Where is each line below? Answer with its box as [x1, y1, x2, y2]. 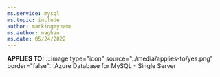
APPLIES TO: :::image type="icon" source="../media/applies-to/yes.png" [7, 54, 213, 63]
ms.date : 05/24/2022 [7, 36, 67, 43]
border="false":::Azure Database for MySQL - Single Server [7, 62, 177, 70]
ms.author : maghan [7, 29, 60, 36]
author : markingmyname [7, 23, 72, 30]
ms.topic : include [7, 16, 60, 23]
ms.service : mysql [7, 10, 60, 17]
